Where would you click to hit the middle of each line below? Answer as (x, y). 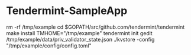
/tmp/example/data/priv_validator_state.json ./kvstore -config (80, 39)
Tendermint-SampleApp (67, 11)
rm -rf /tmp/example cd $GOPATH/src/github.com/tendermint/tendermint (96, 27)
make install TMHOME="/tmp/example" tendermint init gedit (79, 33)
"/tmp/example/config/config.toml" (49, 46)
